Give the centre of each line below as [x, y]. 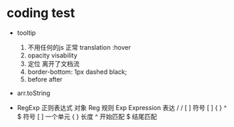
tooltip [26, 33]
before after [45, 79]
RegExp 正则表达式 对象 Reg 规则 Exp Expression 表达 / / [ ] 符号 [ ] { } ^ [122, 107]
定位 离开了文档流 [53, 63]
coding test [41, 13]
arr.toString [33, 93]
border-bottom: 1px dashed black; [77, 72]
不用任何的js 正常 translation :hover [79, 47]
